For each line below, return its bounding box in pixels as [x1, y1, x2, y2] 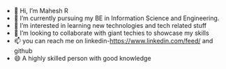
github [13, 47, 33, 55]
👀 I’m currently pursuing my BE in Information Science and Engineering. [13, 14, 220, 22]
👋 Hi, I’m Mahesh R [13, 7, 68, 15]
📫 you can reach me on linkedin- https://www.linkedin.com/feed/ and [13, 37, 213, 45]
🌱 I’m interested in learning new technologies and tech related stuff [13, 22, 207, 29]
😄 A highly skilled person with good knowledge [13, 54, 151, 62]
